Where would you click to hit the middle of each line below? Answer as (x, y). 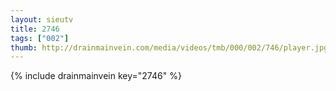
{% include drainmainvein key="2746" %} (96, 76)
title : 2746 (35, 29)
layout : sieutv (42, 19)
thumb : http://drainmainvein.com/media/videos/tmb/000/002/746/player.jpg (169, 47)
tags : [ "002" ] (40, 38)
